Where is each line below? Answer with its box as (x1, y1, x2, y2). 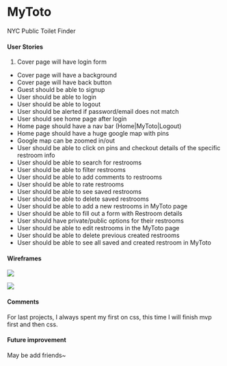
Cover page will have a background (16, 71, 118, 80)
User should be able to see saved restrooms (16, 188, 142, 196)
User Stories (7, 42, 43, 51)
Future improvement (7, 336, 66, 344)
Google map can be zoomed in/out (16, 136, 115, 145)
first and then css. (7, 320, 58, 328)
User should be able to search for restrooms (16, 158, 142, 167)
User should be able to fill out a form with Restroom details (16, 210, 183, 218)
